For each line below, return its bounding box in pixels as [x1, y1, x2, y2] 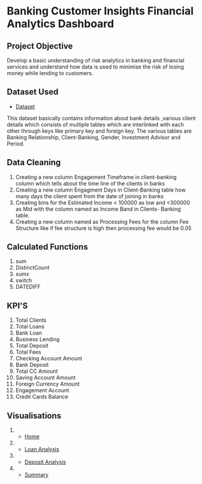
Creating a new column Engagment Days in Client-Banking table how [15, 186, 186, 193]
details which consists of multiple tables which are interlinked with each [7, 121, 185, 128]
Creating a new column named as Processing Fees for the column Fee [15, 218, 189, 225]
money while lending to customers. [7, 70, 94, 76]
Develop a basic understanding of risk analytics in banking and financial [7, 57, 185, 64]
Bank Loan [15, 329, 43, 337]
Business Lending [15, 336, 60, 343]
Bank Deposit [15, 361, 49, 369]
